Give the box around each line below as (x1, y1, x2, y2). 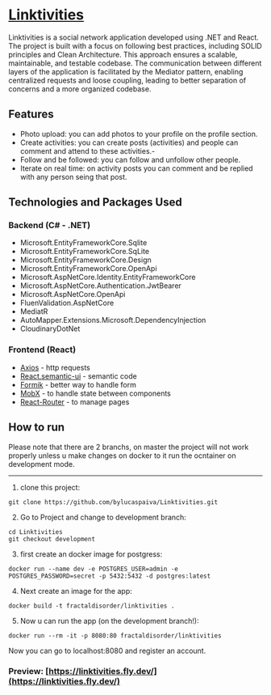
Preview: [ (8, 666, 49, 677)
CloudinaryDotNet (19, 324, 81, 333)
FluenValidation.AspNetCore (19, 298, 115, 308)
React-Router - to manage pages (19, 396, 130, 406)
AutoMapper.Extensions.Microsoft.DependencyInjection (19, 316, 206, 325)
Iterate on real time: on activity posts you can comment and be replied (19, 163, 253, 173)
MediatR (19, 307, 48, 316)
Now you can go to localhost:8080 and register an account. (8, 646, 206, 655)
